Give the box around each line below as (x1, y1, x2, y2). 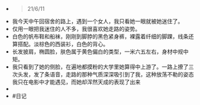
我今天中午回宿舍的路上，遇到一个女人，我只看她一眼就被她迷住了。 (12, 18, 184, 25)
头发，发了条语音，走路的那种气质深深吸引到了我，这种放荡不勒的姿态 (17, 71, 194, 78)
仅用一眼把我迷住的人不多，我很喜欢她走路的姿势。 (12, 25, 141, 32)
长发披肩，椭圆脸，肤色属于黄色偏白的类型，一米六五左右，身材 (12, 48, 173, 55)
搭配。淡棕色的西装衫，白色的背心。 (17, 41, 109, 47)
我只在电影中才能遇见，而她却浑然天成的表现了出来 (12, 78, 141, 86)
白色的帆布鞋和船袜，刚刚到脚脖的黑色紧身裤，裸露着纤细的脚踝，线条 (12, 33, 189, 40)
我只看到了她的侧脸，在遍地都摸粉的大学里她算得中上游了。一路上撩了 (12, 63, 189, 70)
